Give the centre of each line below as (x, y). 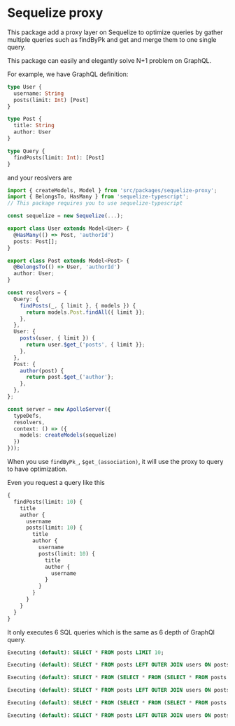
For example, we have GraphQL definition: (68, 74)
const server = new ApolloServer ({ (59, 409)
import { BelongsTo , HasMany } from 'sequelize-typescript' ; (98, 197)
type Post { (24, 119)
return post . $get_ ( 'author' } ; (70, 377)
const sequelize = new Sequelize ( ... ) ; (65, 216)
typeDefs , (28, 416)
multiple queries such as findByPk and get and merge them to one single (112, 39)
